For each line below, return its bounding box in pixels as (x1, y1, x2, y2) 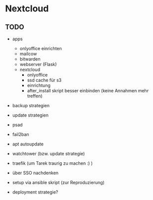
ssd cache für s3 (27, 77, 62, 83)
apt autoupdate (12, 141, 44, 147)
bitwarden (19, 56, 41, 62)
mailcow (19, 51, 37, 57)
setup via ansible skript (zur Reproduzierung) (12, 180, 105, 185)
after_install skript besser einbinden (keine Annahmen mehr (27, 88, 149, 93)
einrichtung (27, 82, 51, 88)
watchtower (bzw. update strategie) (12, 151, 85, 156)
